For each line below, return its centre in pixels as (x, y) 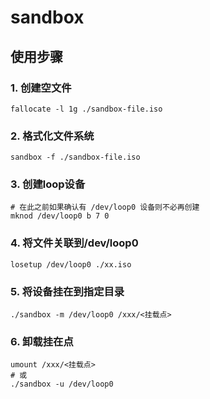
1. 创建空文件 (41, 88)
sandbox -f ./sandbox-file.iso (75, 157)
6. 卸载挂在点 (42, 341)
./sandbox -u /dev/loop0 (62, 384)
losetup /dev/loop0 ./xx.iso (71, 264)
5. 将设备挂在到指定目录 (67, 291)
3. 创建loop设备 (48, 184)
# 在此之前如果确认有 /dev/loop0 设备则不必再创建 (105, 207)
